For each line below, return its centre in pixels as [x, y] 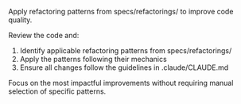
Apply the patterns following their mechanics [93, 59]
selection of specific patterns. [57, 91]
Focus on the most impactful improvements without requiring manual [121, 83]
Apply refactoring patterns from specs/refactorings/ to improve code [121, 12]
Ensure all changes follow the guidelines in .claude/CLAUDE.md [124, 67]
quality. [20, 20]
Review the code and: [44, 35]
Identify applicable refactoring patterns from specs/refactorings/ [126, 50]
